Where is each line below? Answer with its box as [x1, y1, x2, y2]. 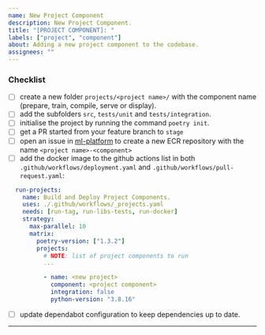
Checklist [8, 74, 46, 85]
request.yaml [19, 172, 63, 180]
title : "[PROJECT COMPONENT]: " [8, 26, 114, 34]
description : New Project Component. [8, 19, 132, 27]
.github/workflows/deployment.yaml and [19, 162, 151, 172]
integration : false [50, 288, 114, 296]
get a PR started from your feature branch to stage [19, 127, 184, 136]
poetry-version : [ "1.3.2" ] [36, 237, 125, 245]
